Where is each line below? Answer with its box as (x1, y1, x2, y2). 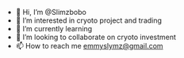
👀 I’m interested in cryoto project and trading (15, 16, 163, 25)
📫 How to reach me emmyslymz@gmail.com (15, 42, 164, 50)
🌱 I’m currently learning (15, 24, 93, 33)
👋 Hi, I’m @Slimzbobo (15, 8, 87, 16)
